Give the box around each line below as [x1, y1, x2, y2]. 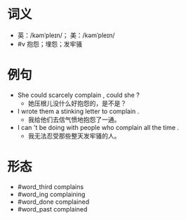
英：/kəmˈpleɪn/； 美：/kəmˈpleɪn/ [17, 31, 115, 39]
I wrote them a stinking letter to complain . [17, 107, 140, 115]
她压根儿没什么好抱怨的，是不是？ [27, 99, 127, 108]
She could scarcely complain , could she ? [17, 91, 140, 99]
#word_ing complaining [17, 190, 86, 198]
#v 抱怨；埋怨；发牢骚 [17, 39, 83, 48]
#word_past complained [17, 205, 88, 213]
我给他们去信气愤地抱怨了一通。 [27, 115, 121, 124]
